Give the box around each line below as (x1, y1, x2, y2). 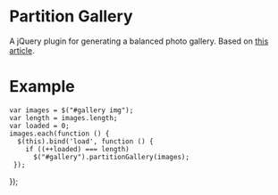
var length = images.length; (9, 113, 118, 122)
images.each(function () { (9, 129, 110, 138)
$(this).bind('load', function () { (17, 136, 154, 146)
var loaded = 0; (9, 121, 70, 130)
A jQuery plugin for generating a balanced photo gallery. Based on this (9, 36, 269, 46)
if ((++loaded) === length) (25, 144, 130, 153)
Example (9, 77, 75, 97)
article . (9, 45, 35, 55)
